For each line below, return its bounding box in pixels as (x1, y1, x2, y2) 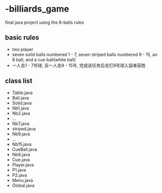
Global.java (12, 182, 35, 188)
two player (12, 46, 33, 52)
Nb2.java (12, 110, 31, 116)
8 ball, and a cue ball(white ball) (12, 57, 76, 63)
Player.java (12, 161, 34, 168)
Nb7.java (12, 120, 30, 127)
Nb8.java (12, 151, 31, 157)
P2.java (12, 172, 28, 178)
